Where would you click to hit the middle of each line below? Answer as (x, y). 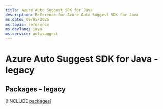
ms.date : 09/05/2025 (27, 19)
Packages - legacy (35, 89)
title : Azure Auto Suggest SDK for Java (49, 10)
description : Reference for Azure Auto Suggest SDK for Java (72, 15)
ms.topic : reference (27, 24)
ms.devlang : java (24, 29)
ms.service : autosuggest (32, 34)
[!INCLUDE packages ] (28, 101)
